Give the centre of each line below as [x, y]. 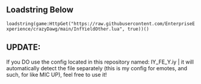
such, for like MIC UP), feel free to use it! [57, 74]
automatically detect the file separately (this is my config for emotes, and [97, 68]
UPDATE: [23, 47]
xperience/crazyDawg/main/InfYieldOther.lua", [66, 29]
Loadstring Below [40, 10]
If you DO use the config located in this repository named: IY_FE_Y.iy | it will [100, 62]
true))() [138, 29]
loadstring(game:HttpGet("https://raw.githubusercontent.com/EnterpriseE [101, 23]
